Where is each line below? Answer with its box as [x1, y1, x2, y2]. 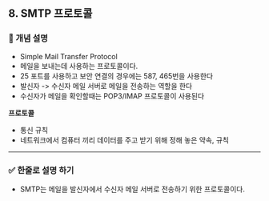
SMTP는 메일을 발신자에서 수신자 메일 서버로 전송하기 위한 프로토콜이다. [19, 184, 246, 194]
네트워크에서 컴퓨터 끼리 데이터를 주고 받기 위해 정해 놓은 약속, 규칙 [19, 135, 230, 145]
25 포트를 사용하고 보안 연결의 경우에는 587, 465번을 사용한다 [19, 70, 214, 81]
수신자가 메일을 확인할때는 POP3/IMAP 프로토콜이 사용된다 [19, 90, 205, 101]
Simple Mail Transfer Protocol [19, 51, 118, 61]
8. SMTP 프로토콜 [8, 6, 93, 21]
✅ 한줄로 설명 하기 [8, 164, 74, 175]
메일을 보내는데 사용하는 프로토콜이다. [19, 61, 139, 70]
